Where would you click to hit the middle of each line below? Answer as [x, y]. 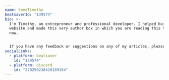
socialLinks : [18, 51]
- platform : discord [31, 65]
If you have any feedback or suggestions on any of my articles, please [87, 46]
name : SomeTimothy [24, 10]
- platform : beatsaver [33, 55]
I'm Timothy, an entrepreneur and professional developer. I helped [83, 24]
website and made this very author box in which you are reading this [85, 28]
